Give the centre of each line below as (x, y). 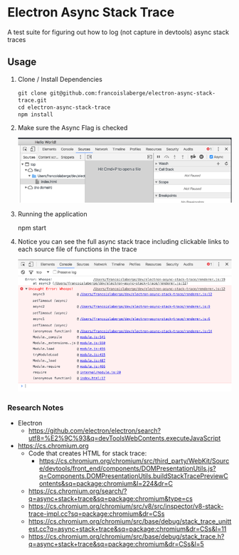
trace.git (32, 100)
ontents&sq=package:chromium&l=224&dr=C (106, 484)
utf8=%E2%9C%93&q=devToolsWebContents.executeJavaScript (124, 438)
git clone (32, 93)
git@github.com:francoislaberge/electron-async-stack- (132, 93)
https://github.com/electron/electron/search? (95, 430)
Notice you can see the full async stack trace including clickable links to (123, 242)
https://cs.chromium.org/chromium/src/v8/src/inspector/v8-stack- (126, 507)
